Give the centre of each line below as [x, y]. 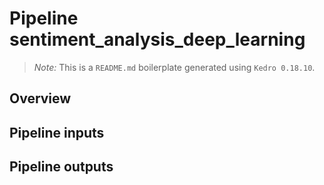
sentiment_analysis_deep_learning [157, 39]
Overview [40, 98]
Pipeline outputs [61, 167]
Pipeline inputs [57, 132]
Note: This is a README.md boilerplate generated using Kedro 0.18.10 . [174, 67]
